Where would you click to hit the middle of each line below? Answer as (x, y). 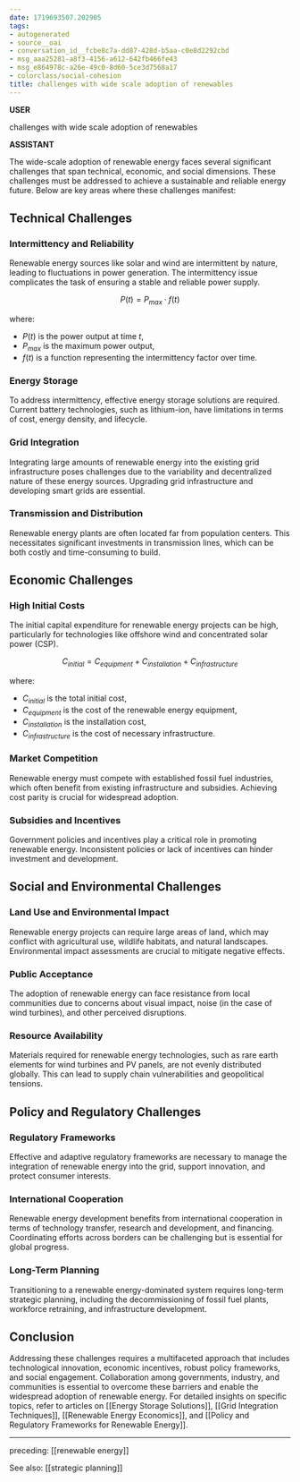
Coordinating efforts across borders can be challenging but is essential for (146, 1238)
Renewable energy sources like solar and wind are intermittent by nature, (144, 263)
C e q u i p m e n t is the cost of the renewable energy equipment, (129, 711)
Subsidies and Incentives (65, 820)
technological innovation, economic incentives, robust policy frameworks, (145, 1368)
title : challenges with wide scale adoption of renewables (121, 84)
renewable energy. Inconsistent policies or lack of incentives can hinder (142, 849)
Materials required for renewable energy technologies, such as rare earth (144, 1055)
